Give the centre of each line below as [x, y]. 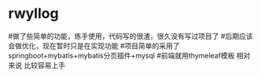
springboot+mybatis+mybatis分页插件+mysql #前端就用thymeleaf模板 [121, 55]
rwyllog [33, 14]
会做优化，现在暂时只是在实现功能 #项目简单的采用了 [94, 45]
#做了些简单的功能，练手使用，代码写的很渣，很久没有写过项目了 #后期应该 [130, 36]
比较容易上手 [44, 65]
